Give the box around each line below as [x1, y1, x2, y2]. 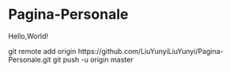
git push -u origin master [52, 55, 134, 64]
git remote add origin [8, 46, 77, 56]
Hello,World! [8, 31, 49, 41]
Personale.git [8, 55, 51, 64]
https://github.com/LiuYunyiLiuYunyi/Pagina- [77, 46, 224, 56]
